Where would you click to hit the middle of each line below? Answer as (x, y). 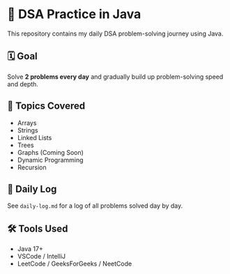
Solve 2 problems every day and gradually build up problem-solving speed (115, 77)
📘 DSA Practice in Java (74, 14)
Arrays (27, 123)
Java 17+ (30, 249)
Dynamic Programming (50, 160)
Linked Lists (34, 137)
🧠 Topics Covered (46, 106)
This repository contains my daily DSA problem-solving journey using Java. (115, 33)
